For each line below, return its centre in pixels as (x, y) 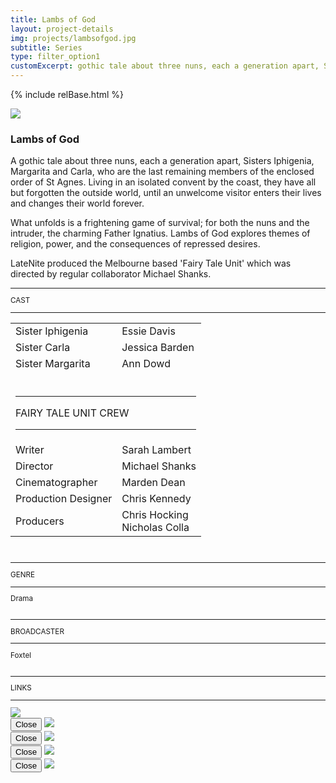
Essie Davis (148, 331)
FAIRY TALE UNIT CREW (72, 413)
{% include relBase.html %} (67, 94)
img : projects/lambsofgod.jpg (73, 38)
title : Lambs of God (53, 19)
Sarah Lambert (156, 449)
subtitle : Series (46, 47)
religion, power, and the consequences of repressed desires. (135, 244)
